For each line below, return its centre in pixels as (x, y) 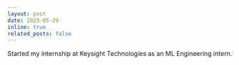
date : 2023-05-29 (33, 20)
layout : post (27, 14)
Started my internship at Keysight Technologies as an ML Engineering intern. (120, 54)
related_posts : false (40, 34)
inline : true (27, 27)
